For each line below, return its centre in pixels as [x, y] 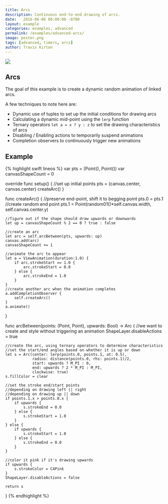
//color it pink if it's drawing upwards [49, 460]
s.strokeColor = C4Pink [39, 469]
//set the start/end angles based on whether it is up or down [73, 350]
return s [14, 487]
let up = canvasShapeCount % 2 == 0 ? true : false [60, 223]
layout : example [22, 24]
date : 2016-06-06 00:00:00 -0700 [43, 19]
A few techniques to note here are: [41, 104]
